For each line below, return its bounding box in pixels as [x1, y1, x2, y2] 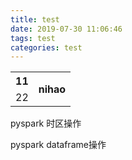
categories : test [10, 42, 83, 53]
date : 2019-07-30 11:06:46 [10, 24, 123, 34]
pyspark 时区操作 [10, 117, 82, 130]
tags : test [10, 33, 56, 43]
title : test [10, 14, 60, 25]
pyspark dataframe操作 [10, 139, 107, 151]
